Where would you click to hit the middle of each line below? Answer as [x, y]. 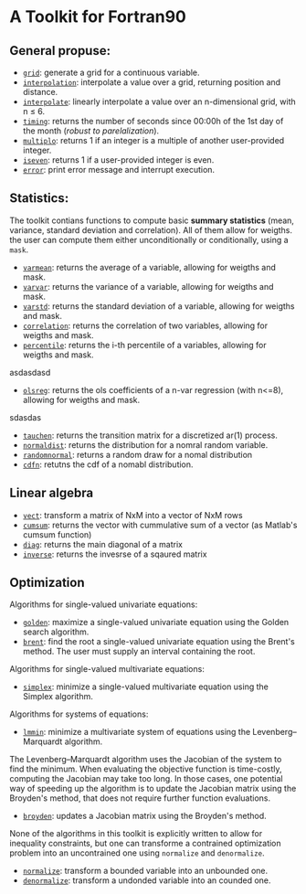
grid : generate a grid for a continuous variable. [111, 72]
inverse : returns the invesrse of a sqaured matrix [115, 554]
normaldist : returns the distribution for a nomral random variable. [145, 444]
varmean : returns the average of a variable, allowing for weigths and [149, 267]
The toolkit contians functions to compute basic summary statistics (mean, [152, 220]
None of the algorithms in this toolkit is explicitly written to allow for [136, 834]
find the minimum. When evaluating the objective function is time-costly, [146, 769]
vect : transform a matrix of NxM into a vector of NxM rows [133, 515]
